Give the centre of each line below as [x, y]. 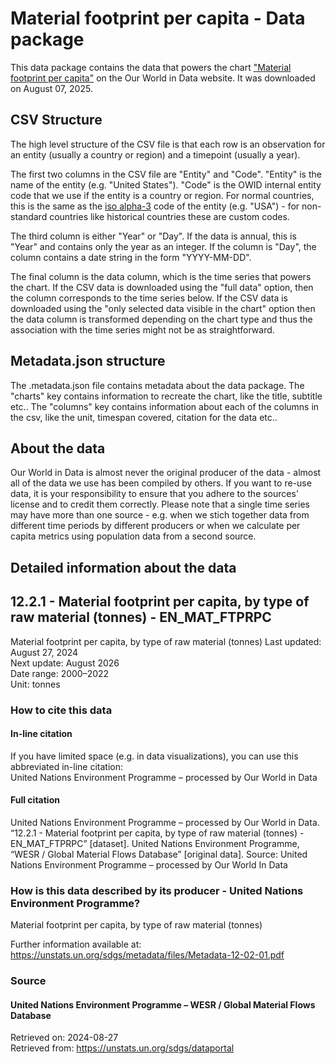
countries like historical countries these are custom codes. [169, 216]
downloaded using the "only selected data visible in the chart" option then [163, 308]
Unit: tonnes [35, 684]
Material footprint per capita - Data [158, 18]
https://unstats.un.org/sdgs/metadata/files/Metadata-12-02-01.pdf [147, 955]
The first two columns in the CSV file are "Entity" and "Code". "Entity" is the [166, 174]
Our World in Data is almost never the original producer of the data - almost [166, 473]
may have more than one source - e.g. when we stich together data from [160, 515]
